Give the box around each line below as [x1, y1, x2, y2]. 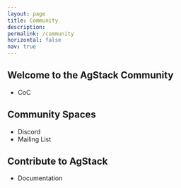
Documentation [17, 174, 63, 182]
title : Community [7, 17, 59, 24]
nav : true [7, 43, 37, 50]
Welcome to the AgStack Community [7, 69, 174, 81]
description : [7, 23, 46, 30]
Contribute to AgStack [7, 155, 108, 168]
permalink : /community [7, 30, 74, 37]
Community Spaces [7, 109, 97, 121]
